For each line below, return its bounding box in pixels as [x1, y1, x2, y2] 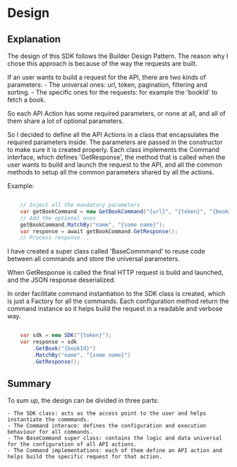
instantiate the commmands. [7, 416, 90, 423]
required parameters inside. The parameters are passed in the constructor [7, 138, 224, 146]
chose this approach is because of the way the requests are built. [7, 59, 197, 68]
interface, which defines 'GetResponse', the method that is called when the [7, 153, 226, 161]
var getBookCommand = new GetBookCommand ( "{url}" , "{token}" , [20, 208, 207, 215]
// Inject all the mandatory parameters [20, 201, 140, 208]
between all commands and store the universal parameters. [7, 254, 180, 263]
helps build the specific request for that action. [7, 454, 162, 461]
